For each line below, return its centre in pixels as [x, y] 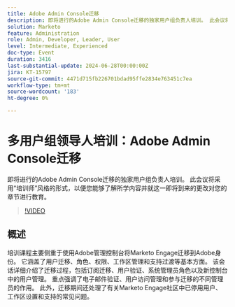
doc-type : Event [31, 53]
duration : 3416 [29, 59]
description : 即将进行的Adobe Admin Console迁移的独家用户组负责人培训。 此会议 [116, 20]
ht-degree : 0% [28, 99]
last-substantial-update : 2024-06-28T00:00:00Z [78, 66]
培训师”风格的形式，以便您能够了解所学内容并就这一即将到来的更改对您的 [122, 188]
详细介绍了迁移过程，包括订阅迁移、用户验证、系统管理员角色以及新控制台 [120, 270]
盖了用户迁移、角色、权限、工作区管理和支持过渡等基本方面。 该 [126, 261]
